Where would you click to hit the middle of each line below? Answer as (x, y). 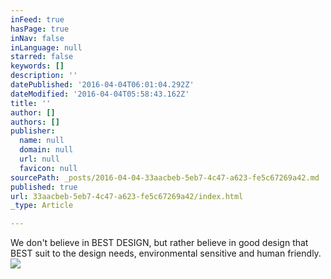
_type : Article (42, 206)
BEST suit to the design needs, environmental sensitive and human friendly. (166, 253)
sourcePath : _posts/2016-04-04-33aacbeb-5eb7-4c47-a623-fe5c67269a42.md (165, 177)
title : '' (31, 103)
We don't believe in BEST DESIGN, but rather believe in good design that (159, 243)
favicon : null (48, 168)
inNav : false (37, 38)
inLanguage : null (46, 47)
